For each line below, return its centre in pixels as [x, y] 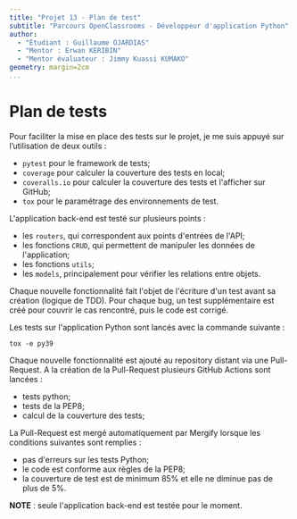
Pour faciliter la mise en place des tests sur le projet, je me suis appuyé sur [147, 136]
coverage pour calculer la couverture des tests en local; [124, 172]
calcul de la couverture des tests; [83, 415]
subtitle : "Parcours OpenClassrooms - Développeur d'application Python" [149, 26]
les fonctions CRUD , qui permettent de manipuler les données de [139, 245]
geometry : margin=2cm [49, 68]
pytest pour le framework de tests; [86, 163]
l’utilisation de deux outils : [58, 146]
